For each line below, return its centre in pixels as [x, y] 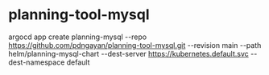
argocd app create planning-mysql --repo [78, 37]
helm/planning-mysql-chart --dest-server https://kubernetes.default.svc [129, 53]
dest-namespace [37, 62]
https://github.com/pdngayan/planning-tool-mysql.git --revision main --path [135, 45]
